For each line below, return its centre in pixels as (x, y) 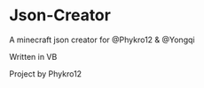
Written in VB (33, 56)
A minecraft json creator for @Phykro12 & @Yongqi (102, 40)
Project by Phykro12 (46, 73)
